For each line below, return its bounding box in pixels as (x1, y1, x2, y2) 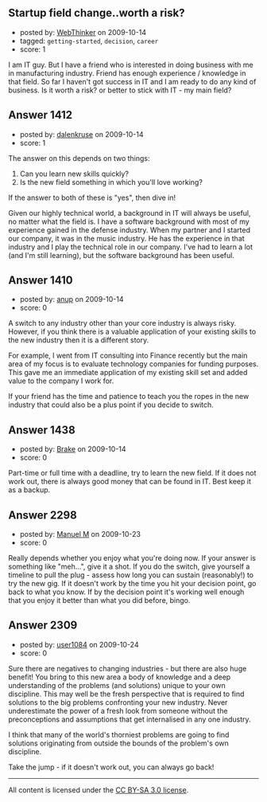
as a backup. (8, 485, 51, 495)
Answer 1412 (8, 108, 73, 122)
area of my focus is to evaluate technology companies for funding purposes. (8, 359, 259, 369)
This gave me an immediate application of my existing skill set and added (8, 368, 248, 378)
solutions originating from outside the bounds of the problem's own (8, 738, 229, 748)
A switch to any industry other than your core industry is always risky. (8, 319, 237, 328)
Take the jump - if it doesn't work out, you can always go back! (8, 762, 215, 772)
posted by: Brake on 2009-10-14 (19, 444, 126, 454)
